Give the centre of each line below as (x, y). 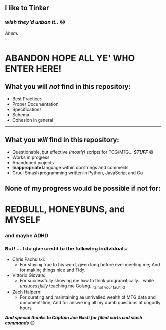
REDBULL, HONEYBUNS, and (65, 210)
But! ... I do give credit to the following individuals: (66, 248)
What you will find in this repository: (62, 140)
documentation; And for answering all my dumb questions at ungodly (90, 303)
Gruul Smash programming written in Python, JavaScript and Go (78, 173)
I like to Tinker (27, 8)
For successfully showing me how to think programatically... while (87, 281)
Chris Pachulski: (29, 259)
